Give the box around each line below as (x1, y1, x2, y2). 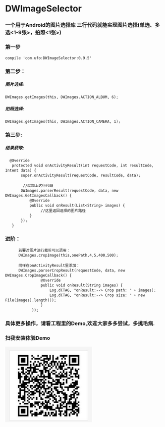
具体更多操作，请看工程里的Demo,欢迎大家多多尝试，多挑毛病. (5, 320, 155, 327)
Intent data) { (5, 168, 37, 173)
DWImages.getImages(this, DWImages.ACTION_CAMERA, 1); (5, 119, 121, 124)
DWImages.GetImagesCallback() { (5, 193, 72, 198)
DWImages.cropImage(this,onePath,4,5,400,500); (18, 253, 119, 258)
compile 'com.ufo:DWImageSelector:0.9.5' (5, 55, 92, 61)
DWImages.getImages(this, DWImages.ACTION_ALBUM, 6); (5, 95, 119, 100)
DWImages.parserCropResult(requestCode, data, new (18, 268, 125, 273)
